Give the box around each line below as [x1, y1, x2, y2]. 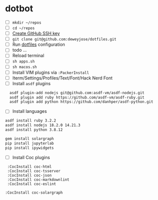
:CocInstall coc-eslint [7, 181, 56, 186]
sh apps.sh [12, 59, 35, 64]
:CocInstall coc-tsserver [7, 168, 61, 173]
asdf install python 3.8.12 [5, 128, 63, 133]
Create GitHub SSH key [12, 31, 60, 36]
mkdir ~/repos [12, 20, 41, 25]
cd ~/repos [12, 26, 35, 31]
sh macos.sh [12, 65, 37, 69]
